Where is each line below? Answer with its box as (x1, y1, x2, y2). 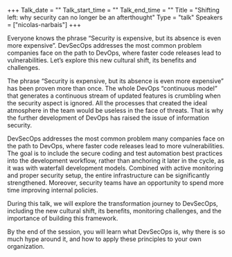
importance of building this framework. (7, 214, 118, 222)
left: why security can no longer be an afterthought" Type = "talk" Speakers (7, 13, 223, 21)
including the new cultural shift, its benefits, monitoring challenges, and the (7, 207, 222, 215)
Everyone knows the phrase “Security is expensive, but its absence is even (7, 34, 222, 42)
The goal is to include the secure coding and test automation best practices (7, 149, 223, 157)
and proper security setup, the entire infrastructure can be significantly (7, 171, 210, 179)
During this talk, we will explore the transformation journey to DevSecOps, (7, 200, 218, 207)
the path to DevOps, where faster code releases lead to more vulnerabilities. (7, 142, 225, 150)
